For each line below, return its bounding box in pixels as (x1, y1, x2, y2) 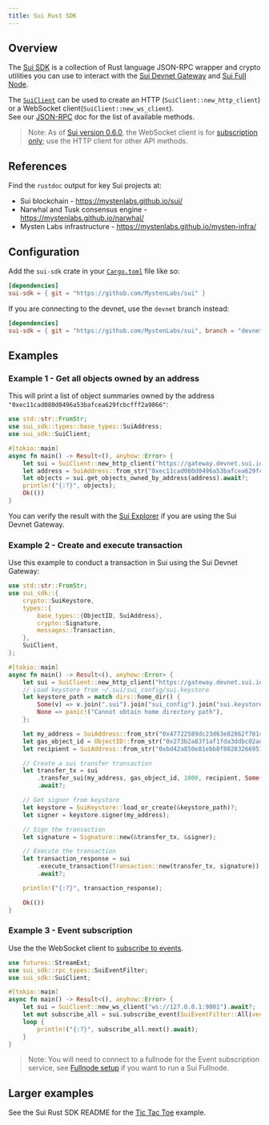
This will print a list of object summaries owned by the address (8, 391, 215, 401)
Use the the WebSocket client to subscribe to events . (8, 943, 184, 953)
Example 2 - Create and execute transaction (8, 539, 183, 550)
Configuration (8, 245, 80, 259)
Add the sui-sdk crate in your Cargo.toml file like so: (8, 266, 180, 276)
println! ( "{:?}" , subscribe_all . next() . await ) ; (37, 1025, 199, 1034)
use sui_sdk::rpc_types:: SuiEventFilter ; (8, 966, 149, 974)
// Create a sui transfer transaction (22, 759, 152, 768)
